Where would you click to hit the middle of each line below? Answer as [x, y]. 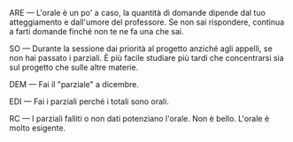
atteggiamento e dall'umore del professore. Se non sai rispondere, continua [147, 22]
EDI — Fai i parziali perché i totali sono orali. [89, 101]
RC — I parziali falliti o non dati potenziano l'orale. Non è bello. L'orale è [139, 119]
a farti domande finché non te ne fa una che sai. [96, 31]
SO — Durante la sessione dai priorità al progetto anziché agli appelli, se [141, 49]
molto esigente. [38, 128]
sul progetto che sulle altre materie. [74, 67]
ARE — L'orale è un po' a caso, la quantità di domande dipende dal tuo [137, 13]
